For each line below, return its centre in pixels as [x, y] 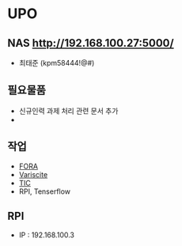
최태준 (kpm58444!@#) [57, 63]
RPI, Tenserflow [45, 191]
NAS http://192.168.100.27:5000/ [91, 43]
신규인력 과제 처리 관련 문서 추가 [68, 111]
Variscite [33, 174]
